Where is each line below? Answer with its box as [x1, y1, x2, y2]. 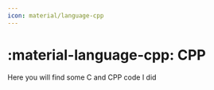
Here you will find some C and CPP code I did [7, 72, 157, 82]
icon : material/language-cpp [7, 11, 104, 20]
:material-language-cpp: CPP [7, 45, 206, 64]
